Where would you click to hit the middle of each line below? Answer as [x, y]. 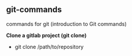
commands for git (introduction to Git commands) [67, 24]
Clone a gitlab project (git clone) [46, 35]
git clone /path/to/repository [49, 47]
